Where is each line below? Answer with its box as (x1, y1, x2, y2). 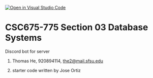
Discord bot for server (5, 48, 50, 54)
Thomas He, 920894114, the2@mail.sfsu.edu (12, 58, 103, 64)
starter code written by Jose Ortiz (12, 67, 81, 73)
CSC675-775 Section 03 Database (5, 22, 149, 33)
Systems (5, 32, 42, 44)
